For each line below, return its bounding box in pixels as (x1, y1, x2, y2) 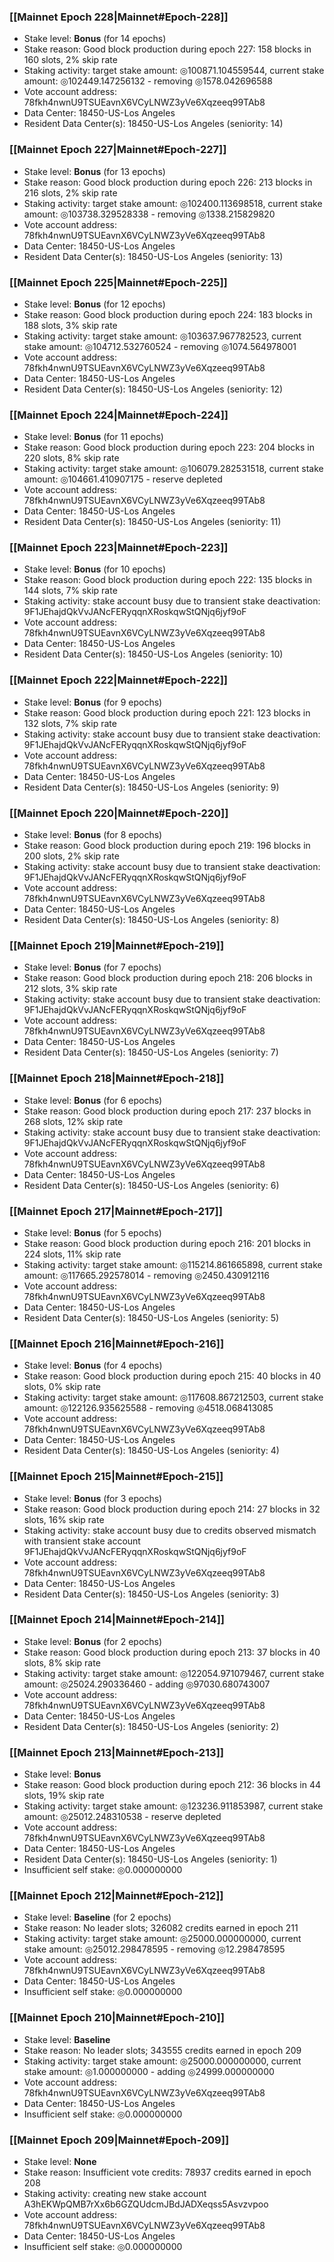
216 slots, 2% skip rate (23, 186, 118, 199)
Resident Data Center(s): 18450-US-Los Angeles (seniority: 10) (23, 648, 284, 660)
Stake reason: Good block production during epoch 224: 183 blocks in (23, 308, 313, 320)
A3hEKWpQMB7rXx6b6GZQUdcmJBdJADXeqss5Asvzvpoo (23, 2198, 269, 2210)
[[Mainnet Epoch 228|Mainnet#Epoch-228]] (9, 10, 229, 24)
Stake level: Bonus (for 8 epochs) (23, 829, 163, 841)
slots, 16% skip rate (23, 1513, 105, 1525)
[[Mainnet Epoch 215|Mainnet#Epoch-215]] (9, 1470, 224, 1484)
